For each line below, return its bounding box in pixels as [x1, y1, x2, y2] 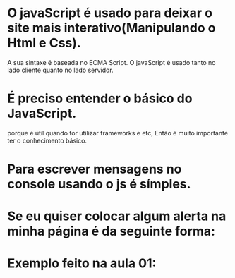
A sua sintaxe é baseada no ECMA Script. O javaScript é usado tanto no [7, 58, 217, 66]
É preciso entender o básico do [7, 90, 193, 107]
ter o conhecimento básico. [7, 136, 87, 145]
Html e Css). [7, 35, 81, 51]
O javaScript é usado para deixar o [7, 5, 213, 21]
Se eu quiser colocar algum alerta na [7, 208, 227, 224]
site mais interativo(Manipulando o [7, 20, 216, 36]
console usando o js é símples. [7, 176, 191, 192]
